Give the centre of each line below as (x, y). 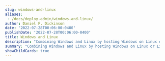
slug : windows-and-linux (30, 10)
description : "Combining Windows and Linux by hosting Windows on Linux (81, 42)
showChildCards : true (27, 51)
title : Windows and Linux (31, 37)
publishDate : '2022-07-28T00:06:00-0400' (48, 32)
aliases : (14, 14)
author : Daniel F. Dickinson (35, 23)
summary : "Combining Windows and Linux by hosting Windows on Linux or (80, 46)
